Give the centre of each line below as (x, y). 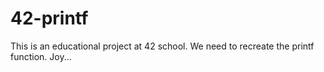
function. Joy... (41, 56)
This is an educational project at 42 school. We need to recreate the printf (162, 46)
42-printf (49, 18)
